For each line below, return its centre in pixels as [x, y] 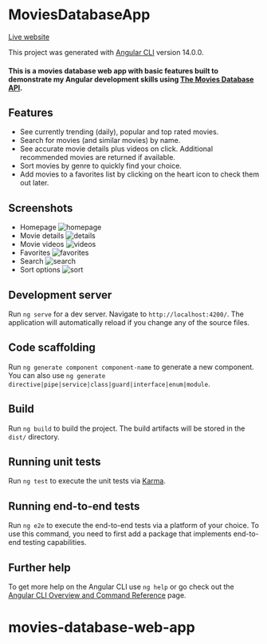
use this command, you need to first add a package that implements [120, 534]
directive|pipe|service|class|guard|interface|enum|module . [109, 384]
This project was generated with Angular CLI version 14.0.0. [106, 52]
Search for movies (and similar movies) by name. [100, 141]
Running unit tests [55, 461]
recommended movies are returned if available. [97, 157]
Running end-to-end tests [74, 506]
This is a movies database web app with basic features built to [114, 70]
